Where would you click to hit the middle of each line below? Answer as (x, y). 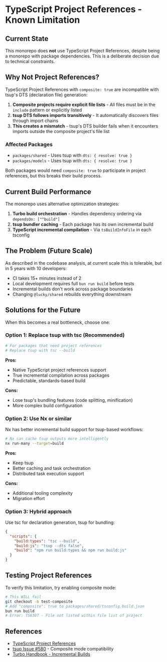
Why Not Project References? (52, 77)
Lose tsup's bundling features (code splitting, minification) (72, 400)
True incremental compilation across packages (61, 375)
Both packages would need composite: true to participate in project (75, 170)
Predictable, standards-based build (49, 380)
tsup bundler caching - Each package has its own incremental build (83, 224)
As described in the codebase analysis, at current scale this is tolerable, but (83, 263)
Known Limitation (43, 20)
